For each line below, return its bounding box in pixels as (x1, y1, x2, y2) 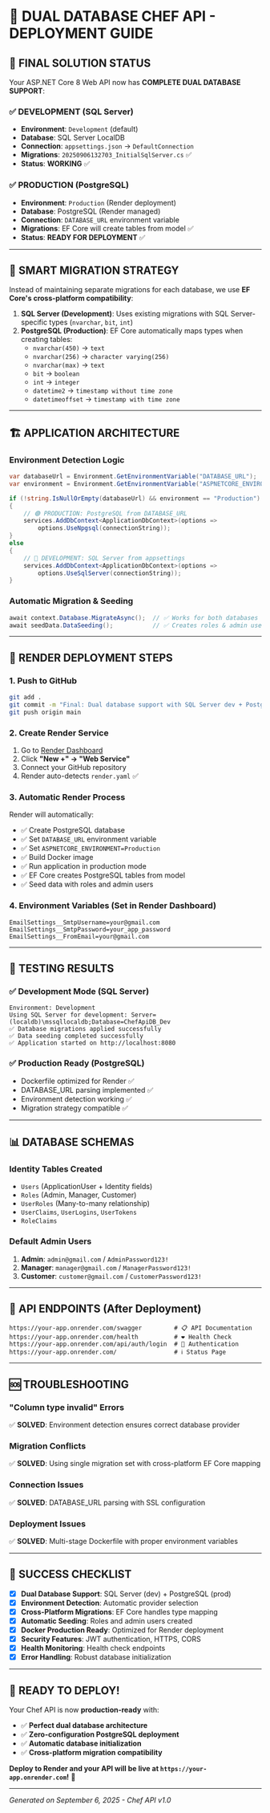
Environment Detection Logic (9, 454, 125, 465)
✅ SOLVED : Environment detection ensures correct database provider (9, 1420, 240, 1430)
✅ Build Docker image (20, 853, 94, 862)
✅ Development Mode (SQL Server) (9, 985, 150, 996)
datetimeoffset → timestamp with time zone (32, 394, 180, 404)
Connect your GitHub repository (20, 763, 127, 772)
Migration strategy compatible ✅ (20, 1103, 129, 1113)
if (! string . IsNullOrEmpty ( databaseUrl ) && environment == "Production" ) (9, 494, 261, 503)
